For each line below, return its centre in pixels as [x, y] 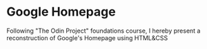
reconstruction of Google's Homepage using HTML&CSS [87, 37]
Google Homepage [61, 12]
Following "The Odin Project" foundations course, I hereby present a [103, 31]
